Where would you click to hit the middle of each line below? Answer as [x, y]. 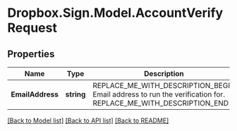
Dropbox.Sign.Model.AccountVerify [115, 13]
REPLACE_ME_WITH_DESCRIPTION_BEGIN [164, 86]
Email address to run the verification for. [159, 94]
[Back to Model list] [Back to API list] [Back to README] [88, 120]
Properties [31, 54]
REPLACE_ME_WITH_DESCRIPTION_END [161, 103]
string [75, 94]
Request [32, 28]
